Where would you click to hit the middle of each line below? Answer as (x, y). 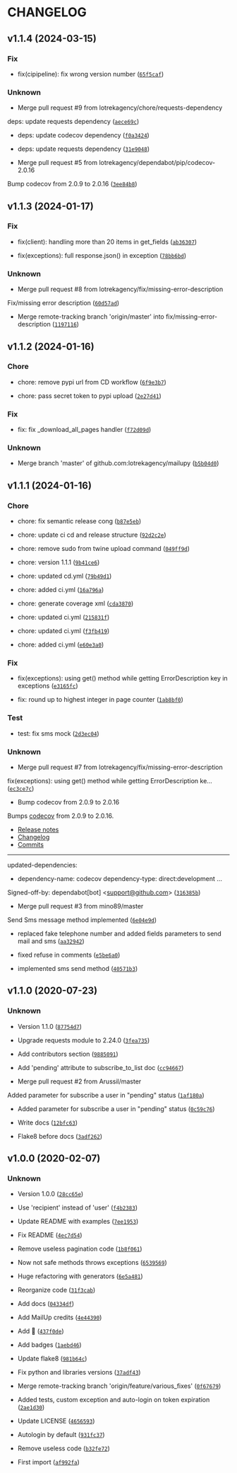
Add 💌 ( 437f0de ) (41, 1331)
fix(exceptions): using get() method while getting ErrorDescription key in (122, 678)
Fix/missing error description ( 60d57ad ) (63, 303)
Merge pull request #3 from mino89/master (80, 906)
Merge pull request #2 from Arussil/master (79, 1081)
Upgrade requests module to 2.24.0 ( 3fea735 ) (84, 1040)
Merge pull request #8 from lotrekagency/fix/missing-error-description (120, 289)
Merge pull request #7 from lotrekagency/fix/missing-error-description (120, 767)
